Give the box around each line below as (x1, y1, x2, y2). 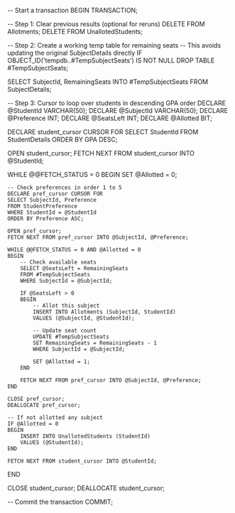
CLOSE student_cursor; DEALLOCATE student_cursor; (7, 484, 165, 492)
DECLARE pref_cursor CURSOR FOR (7, 190, 103, 198)
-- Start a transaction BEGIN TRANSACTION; (7, 6, 138, 14)
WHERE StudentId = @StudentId (7, 209, 97, 216)
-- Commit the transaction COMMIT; (7, 497, 114, 506)
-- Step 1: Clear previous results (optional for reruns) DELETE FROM (7, 20, 205, 28)
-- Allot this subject (33, 302, 100, 309)
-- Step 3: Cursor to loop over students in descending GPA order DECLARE (7, 99, 226, 107)
